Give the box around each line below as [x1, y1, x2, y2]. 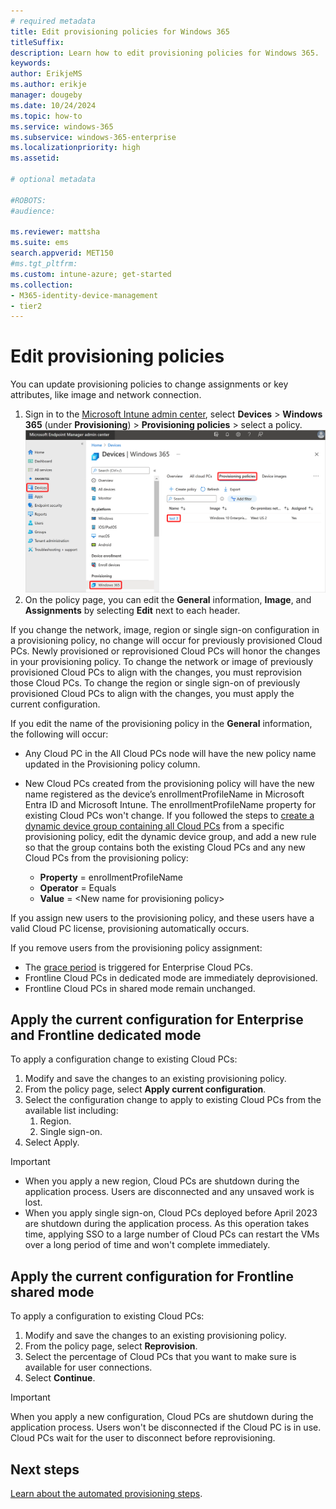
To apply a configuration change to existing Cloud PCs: [10, 1053, 238, 1065]
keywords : [10, 58, 52, 69]
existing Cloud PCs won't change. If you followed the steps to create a [24, 809, 315, 821]
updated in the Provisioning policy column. [24, 758, 201, 770]
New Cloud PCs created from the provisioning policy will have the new [24, 777, 315, 789]
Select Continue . [24, 1372, 96, 1384]
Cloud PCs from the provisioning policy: [24, 851, 189, 864]
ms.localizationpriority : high [10, 143, 141, 153]
